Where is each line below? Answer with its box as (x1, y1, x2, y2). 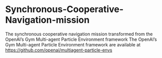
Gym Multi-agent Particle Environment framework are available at (5, 41, 141, 47)
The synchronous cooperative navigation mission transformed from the (5, 31, 153, 37)
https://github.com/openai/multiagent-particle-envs (5, 47, 112, 53)
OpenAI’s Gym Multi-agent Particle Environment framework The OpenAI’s (5, 36, 157, 42)
